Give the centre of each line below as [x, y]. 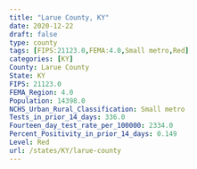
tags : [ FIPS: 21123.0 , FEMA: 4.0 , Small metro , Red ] [99, 51]
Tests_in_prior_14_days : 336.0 [67, 117]
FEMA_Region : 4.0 [41, 92]
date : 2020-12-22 [41, 26]
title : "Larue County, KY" [59, 17]
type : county [33, 42]
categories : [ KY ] [41, 59]
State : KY [28, 76]
